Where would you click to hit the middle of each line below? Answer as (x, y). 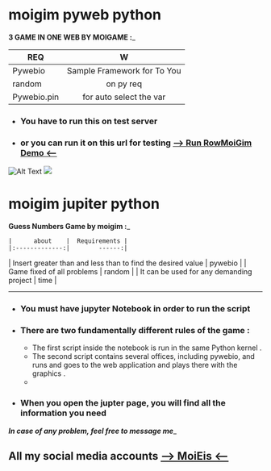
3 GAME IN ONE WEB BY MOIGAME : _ (72, 37)
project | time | (33, 281)
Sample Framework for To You (124, 70)
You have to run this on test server (89, 121)
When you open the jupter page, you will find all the (123, 403)
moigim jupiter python (84, 204)
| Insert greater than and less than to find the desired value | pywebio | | (127, 263)
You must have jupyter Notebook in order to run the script (135, 309)
